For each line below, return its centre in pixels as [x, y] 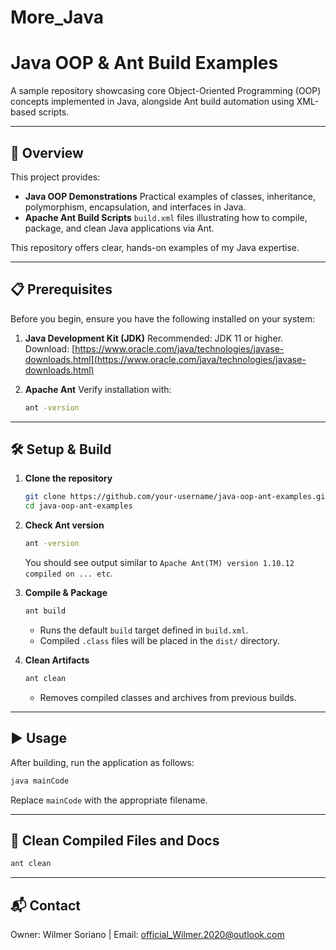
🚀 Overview [47, 152]
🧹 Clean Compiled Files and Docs [115, 840]
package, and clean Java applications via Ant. [119, 228]
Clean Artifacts [57, 660]
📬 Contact [45, 905]
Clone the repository [68, 478]
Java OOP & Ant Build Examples [144, 63]
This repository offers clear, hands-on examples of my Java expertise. [155, 247]
